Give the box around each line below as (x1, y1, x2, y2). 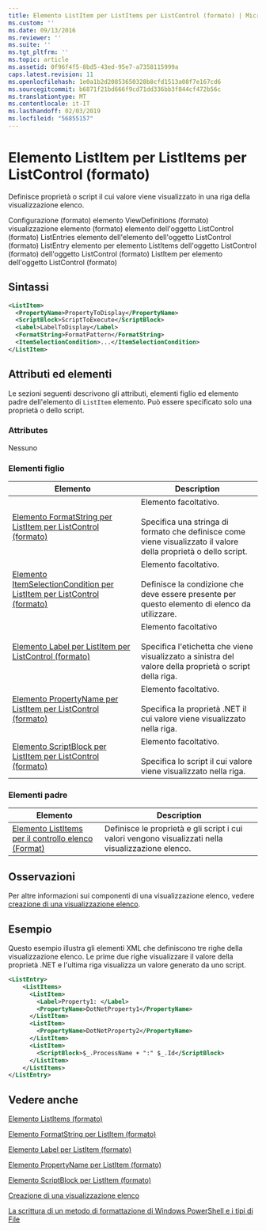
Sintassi (8, 280, 49, 294)
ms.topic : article (8, 56, 69, 64)
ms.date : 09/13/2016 (8, 26, 77, 34)
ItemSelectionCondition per (12, 579, 115, 590)
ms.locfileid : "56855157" (8, 115, 93, 123)
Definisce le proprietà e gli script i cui (104, 823, 243, 834)
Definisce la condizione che (141, 579, 244, 590)
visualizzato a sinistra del (141, 651, 235, 662)
